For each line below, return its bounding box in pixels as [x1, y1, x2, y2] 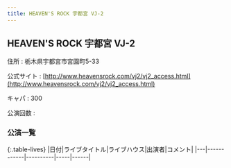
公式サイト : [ [7, 72, 46, 81]
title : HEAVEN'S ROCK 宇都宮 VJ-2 [7, 10, 104, 17]
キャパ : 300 [7, 94, 43, 103]
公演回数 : [7, 109, 35, 117]
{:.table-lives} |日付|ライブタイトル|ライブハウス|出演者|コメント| [7, 145, 194, 153]
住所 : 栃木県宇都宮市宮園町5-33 [7, 57, 99, 66]
